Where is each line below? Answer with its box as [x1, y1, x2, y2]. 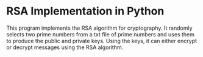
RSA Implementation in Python [6, 4, 165, 18]
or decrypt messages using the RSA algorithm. [6, 44, 124, 51]
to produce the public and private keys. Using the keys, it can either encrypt [6, 37, 197, 44]
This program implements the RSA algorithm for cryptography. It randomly [6, 24, 193, 32]
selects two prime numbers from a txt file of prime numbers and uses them [6, 30, 195, 38]
